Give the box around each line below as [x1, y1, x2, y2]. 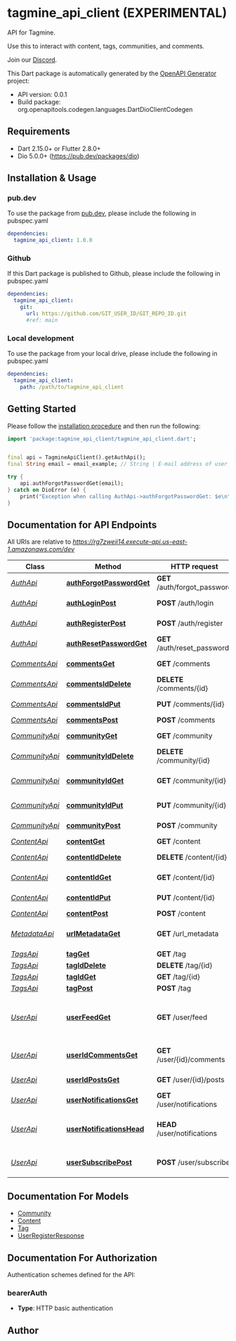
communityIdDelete [66, 751, 134, 761]
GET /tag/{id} [157, 972, 200, 982]
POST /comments [157, 716, 216, 725]
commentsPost [66, 716, 118, 725]
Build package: [17, 97, 61, 106]
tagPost [66, 984, 93, 993]
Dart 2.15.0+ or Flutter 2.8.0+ [17, 144, 101, 153]
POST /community [157, 821, 218, 831]
